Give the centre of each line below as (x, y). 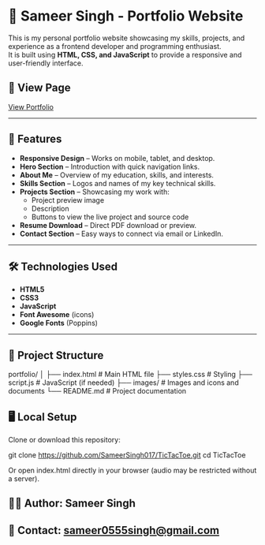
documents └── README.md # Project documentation (97, 391)
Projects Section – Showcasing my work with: (94, 192)
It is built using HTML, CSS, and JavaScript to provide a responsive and (125, 54)
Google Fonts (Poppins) (59, 323)
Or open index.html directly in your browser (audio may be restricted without (132, 470)
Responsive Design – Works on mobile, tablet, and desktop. (117, 158)
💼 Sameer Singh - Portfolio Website (126, 16)
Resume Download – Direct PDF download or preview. (108, 225)
